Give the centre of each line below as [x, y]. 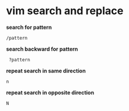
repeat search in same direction [46, 71]
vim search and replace [65, 11]
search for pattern [29, 27]
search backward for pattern [42, 49]
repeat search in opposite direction [50, 92]
